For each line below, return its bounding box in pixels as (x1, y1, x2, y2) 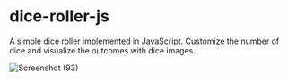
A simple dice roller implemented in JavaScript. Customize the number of (9, 36, 280, 46)
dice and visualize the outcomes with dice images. (9, 45, 196, 55)
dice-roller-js (9, 6, 109, 27)
